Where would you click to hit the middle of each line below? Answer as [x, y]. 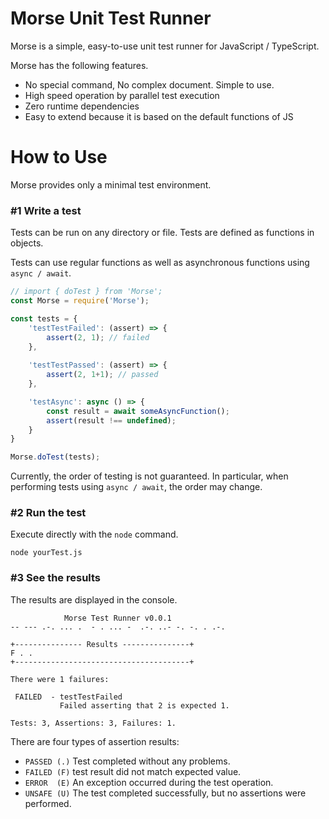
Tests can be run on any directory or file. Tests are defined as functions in [162, 233]
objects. [27, 243]
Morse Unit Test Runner [111, 18]
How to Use [59, 157]
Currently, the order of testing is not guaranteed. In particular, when [149, 476]
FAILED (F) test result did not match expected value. [133, 771]
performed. [48, 803]
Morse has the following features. [79, 65]
